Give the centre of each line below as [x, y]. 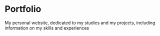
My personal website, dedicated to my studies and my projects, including [80, 23]
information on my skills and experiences [47, 28]
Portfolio [23, 9]
